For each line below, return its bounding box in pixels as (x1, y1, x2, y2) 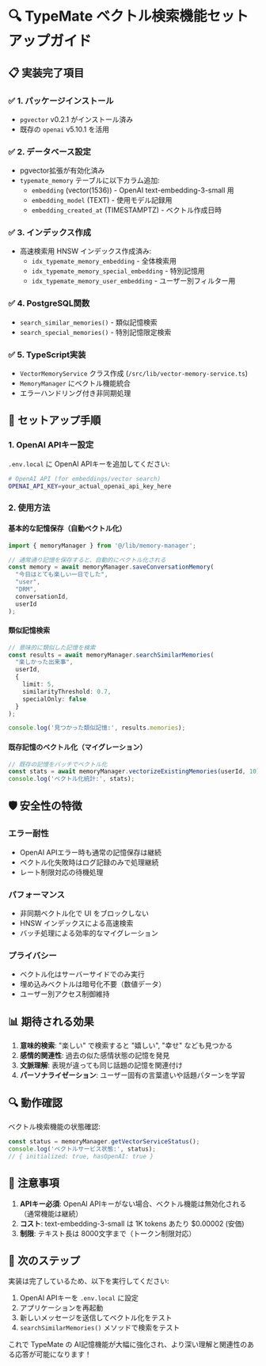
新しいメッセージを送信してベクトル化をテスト (19, 1313, 173, 1322)
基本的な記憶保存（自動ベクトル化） (8, 523, 127, 533)
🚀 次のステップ (8, 1254, 81, 1267)
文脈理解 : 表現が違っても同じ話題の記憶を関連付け (19, 1060, 184, 1070)
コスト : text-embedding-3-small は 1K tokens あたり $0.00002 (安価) (19, 1219, 245, 1228)
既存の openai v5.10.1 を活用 (19, 124, 109, 134)
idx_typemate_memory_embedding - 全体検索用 (31, 257, 177, 266)
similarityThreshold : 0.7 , (22, 687, 112, 695)
